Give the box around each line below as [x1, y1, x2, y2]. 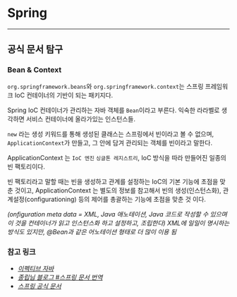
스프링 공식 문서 [17, 281, 61, 290]
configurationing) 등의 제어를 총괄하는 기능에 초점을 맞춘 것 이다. [26, 195, 207, 203]
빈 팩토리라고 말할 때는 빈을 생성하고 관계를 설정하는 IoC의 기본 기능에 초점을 [7, 177, 219, 186]
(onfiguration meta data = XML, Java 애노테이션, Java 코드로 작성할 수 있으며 [7, 210, 228, 218]
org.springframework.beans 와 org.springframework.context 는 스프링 [7, 82, 204, 90]
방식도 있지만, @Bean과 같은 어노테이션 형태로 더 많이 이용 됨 [7, 227, 177, 236]
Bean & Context [7, 65, 62, 75]
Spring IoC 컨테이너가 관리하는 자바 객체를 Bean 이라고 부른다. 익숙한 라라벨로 [7, 106, 220, 114]
